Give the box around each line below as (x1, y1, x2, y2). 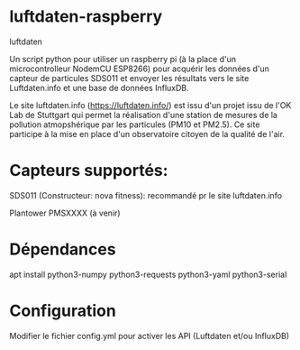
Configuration (9, 300, 117, 321)
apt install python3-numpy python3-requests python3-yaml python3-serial (9, 269, 287, 280)
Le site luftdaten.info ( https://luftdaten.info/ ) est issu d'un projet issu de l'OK (9, 99, 292, 110)
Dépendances (9, 239, 116, 260)
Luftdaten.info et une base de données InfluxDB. (9, 82, 189, 93)
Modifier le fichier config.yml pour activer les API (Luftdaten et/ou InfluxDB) (9, 330, 290, 341)
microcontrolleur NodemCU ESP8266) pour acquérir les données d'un (9, 63, 270, 74)
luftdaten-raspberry (9, 6, 163, 27)
